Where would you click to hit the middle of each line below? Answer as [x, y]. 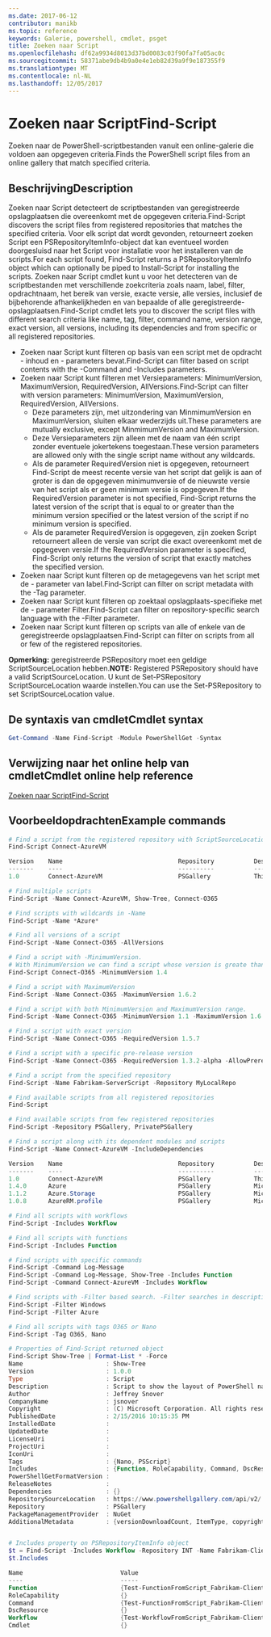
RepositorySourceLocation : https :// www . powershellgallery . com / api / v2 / [135, 1499]
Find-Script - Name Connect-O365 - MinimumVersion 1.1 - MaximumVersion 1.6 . [137, 1016]
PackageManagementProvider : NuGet [70, 1514]
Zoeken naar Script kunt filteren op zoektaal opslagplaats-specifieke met [141, 601]
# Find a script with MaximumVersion [72, 987]
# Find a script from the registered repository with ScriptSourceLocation [138, 840]
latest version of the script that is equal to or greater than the [133, 507]
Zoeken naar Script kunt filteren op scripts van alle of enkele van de [133, 627]
